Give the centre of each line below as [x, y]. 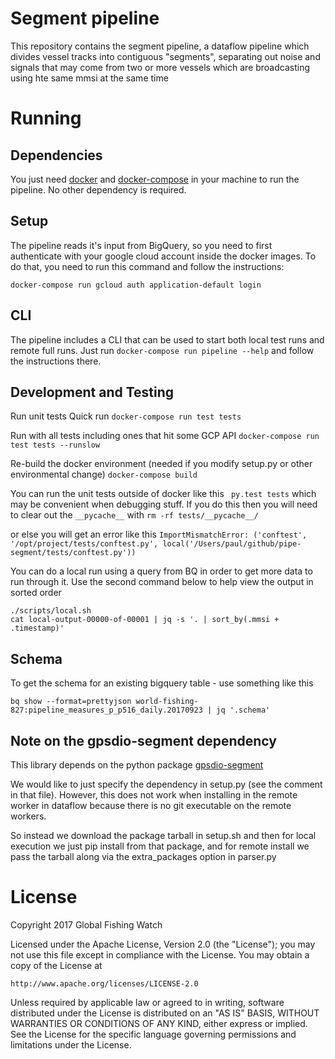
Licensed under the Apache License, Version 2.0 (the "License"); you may [163, 944]
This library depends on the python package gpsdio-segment [137, 765]
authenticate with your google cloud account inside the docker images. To [163, 256]
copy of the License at [56, 965]
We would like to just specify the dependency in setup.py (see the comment [166, 784]
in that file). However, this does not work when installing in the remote [154, 795]
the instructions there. [56, 361]
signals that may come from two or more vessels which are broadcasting [160, 67]
